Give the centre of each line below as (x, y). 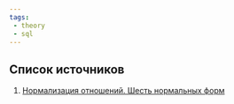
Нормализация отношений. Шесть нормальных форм (123, 91)
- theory (29, 26)
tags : (19, 17)
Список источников (67, 69)
